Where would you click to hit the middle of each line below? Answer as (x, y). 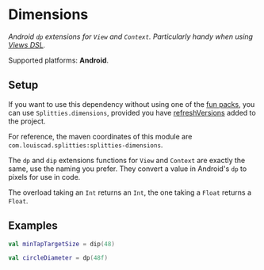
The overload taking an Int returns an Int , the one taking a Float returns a (130, 192)
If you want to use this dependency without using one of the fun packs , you (132, 104)
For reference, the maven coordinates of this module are (100, 136)
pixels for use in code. (44, 177)
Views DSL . (27, 44)
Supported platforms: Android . (59, 60)
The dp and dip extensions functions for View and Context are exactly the (127, 160)
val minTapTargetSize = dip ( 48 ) (61, 244)
